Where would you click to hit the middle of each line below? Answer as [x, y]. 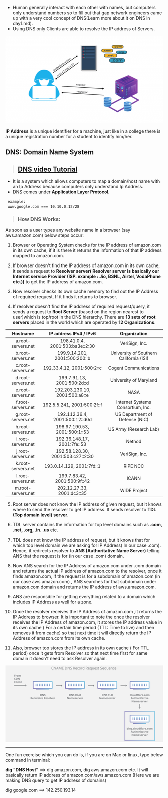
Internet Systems [133, 402]
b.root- [23, 353]
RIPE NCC [134, 466]
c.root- [23, 365]
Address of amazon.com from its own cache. [59, 638]
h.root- [23, 427]
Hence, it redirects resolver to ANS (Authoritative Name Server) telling [86, 551]
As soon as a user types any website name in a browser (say [68, 230]
